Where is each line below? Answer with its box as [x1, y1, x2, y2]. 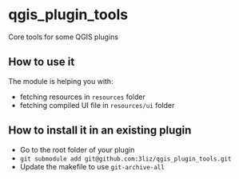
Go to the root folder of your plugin [19, 145, 135, 154]
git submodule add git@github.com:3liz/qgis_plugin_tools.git [19, 154, 232, 163]
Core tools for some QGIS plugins [8, 32, 118, 42]
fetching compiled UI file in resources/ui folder [19, 100, 175, 109]
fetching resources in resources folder [19, 92, 145, 101]
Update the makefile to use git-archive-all [19, 161, 165, 171]
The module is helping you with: [8, 76, 114, 86]
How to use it [8, 55, 75, 69]
